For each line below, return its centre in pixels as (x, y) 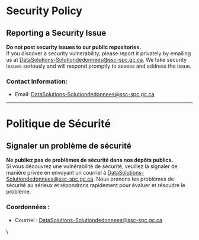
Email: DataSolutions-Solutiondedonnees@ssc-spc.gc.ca (85, 94)
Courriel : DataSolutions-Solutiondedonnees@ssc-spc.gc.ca (89, 220)
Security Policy (44, 11)
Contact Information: (37, 81)
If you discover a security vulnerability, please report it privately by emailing (99, 53)
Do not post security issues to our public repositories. (74, 47)
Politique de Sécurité (59, 124)
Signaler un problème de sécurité (69, 146)
